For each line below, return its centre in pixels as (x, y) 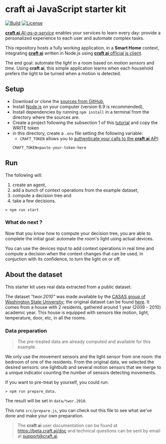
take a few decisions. (34, 201)
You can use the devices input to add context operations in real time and (80, 248)
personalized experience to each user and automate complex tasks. (75, 38)
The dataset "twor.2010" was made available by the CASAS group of (76, 296)
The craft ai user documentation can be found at (68, 425)
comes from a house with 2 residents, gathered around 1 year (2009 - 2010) (83, 307)
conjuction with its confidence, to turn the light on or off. (63, 259)
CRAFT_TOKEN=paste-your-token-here (49, 148)
